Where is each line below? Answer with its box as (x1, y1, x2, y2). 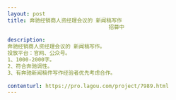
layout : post (7, 10, 46, 18)
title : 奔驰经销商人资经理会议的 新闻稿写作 (7, 17, 122, 24)
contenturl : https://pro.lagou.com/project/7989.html (7, 82, 170, 89)
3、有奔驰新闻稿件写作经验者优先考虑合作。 (7, 69, 116, 76)
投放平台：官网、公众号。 (7, 50, 71, 57)
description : (7, 37, 46, 44)
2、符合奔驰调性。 (7, 63, 53, 70)
